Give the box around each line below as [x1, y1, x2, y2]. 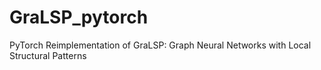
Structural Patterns [9, 49, 87, 61]
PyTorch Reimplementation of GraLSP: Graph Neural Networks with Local [9, 39, 312, 51]
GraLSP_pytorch [9, 6, 149, 29]
